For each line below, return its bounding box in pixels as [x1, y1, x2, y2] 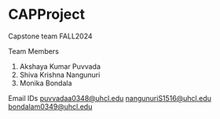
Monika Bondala [19, 78, 72, 88]
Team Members [8, 46, 59, 56]
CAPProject [8, 5, 86, 23]
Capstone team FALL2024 [8, 31, 93, 41]
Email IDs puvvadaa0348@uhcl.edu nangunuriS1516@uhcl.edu [8, 93, 212, 103]
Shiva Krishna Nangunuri [19, 70, 101, 79]
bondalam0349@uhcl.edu [8, 102, 93, 111]
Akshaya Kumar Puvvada [19, 61, 101, 71]
